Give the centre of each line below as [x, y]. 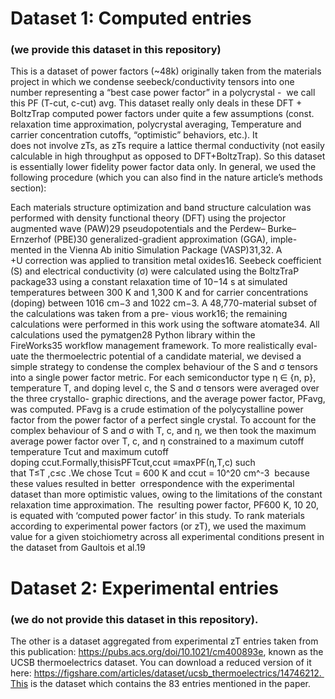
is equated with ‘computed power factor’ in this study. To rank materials [157, 516]
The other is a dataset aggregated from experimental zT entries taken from [164, 641]
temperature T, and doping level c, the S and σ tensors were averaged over [165, 388]
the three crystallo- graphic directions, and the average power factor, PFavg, [168, 399]
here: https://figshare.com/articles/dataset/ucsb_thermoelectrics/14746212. [166, 673]
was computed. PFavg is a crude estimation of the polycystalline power [157, 409]
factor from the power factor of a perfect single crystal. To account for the [163, 420]
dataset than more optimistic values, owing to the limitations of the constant [166, 494]
